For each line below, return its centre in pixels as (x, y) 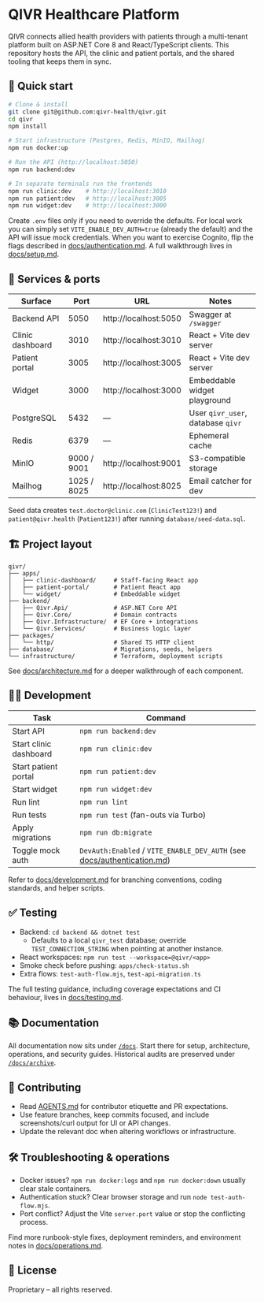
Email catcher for (220, 481)
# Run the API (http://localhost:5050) (73, 162)
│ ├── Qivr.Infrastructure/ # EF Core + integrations (103, 621)
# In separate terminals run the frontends (81, 184)
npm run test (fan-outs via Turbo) (143, 815)
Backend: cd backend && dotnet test (80, 932)
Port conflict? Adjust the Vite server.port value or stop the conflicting (132, 1213)
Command (166, 717)
